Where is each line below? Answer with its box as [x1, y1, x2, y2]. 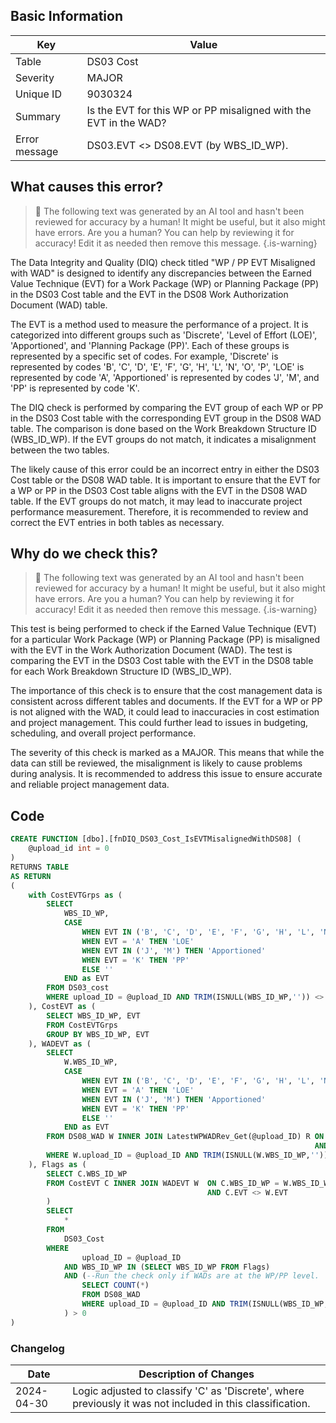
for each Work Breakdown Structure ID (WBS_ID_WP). [10, 665, 232, 678]
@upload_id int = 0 [28, 844, 110, 854]
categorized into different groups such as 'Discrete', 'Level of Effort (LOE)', [10, 329, 318, 341]
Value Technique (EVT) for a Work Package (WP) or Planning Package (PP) [10, 277, 320, 289]
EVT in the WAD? [86, 115, 167, 129]
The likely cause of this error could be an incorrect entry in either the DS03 [10, 463, 320, 475]
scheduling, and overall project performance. [10, 727, 197, 739]
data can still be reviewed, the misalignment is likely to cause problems [10, 757, 303, 769]
